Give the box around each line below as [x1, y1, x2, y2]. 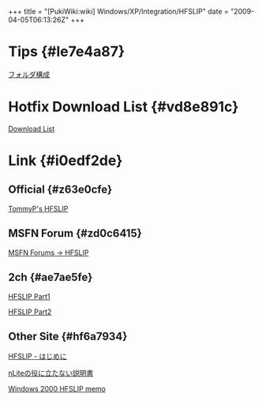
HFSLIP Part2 [8, 307, 52, 317]
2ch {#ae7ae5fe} [8, 271, 93, 284]
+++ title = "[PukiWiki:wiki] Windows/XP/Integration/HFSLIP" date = [8, 7, 229, 16]
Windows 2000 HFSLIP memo [8, 384, 107, 394]
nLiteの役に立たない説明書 [8, 369, 94, 378]
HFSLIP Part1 [8, 291, 51, 301]
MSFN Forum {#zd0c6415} [8, 227, 142, 240]
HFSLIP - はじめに [8, 351, 67, 362]
